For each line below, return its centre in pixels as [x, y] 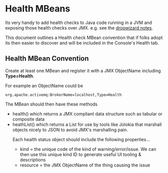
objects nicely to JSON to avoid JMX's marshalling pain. [70, 129]
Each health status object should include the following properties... [81, 139]
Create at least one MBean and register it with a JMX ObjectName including [83, 70]
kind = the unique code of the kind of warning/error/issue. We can [88, 149]
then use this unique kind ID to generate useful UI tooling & [80, 154]
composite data [28, 119]
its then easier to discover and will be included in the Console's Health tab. [82, 42]
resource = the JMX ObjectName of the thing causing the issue [85, 165]
